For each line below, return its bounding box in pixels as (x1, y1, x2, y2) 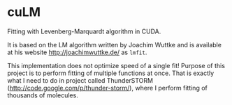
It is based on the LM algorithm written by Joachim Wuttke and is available (7, 40, 222, 49)
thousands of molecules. (7, 91, 78, 99)
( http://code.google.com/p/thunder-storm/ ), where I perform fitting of (7, 83, 208, 92)
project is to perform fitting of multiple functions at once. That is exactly (7, 69, 215, 77)
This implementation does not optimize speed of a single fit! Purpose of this (7, 61, 226, 70)
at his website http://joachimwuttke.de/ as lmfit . (7, 48, 147, 56)
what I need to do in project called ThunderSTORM (7, 76, 154, 84)
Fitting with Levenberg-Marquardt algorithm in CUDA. (7, 27, 161, 35)
